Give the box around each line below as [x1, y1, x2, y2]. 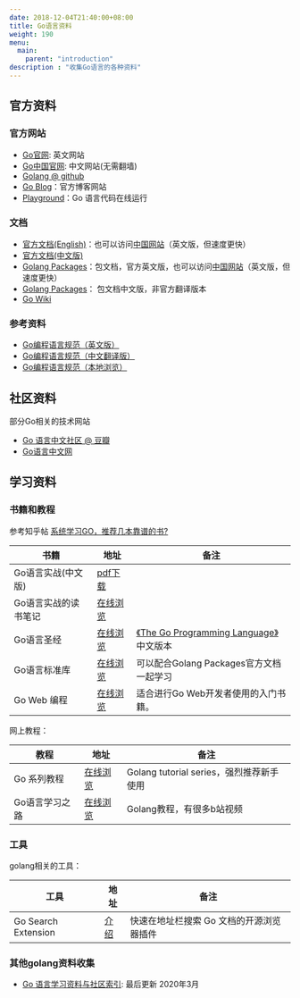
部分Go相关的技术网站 [9, 415, 91, 426]
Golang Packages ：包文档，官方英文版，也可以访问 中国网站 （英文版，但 [21, 261, 291, 272]
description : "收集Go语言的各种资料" [9, 63, 141, 72]
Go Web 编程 [13, 693, 69, 706]
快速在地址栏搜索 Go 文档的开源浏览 [129, 914, 281, 927]
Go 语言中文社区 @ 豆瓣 [21, 434, 110, 445]
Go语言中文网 [21, 446, 73, 457]
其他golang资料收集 [9, 957, 96, 969]
